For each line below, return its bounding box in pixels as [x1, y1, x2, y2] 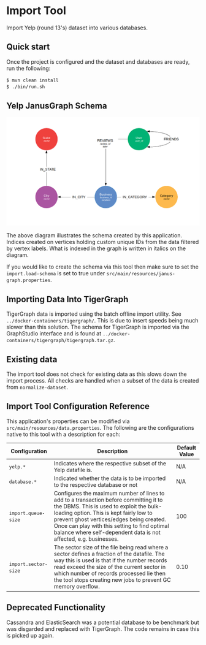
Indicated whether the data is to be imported [54, 475, 166, 482]
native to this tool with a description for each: [6, 430, 121, 438]
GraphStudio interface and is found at [6, 330, 102, 337]
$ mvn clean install [6, 77, 59, 83]
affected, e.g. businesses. [54, 535, 119, 543]
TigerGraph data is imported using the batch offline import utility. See [6, 310, 182, 318]
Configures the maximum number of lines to [54, 490, 165, 497]
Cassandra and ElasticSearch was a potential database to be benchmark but [6, 619, 199, 626]
